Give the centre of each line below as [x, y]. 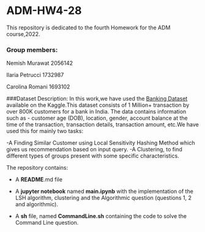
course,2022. [24, 34]
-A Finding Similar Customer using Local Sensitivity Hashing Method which [101, 143]
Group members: [32, 49]
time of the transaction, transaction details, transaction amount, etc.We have [102, 125]
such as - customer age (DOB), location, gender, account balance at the [97, 118]
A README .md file [39, 179]
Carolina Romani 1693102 [38, 87]
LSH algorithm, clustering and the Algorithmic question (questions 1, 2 [103, 198]
